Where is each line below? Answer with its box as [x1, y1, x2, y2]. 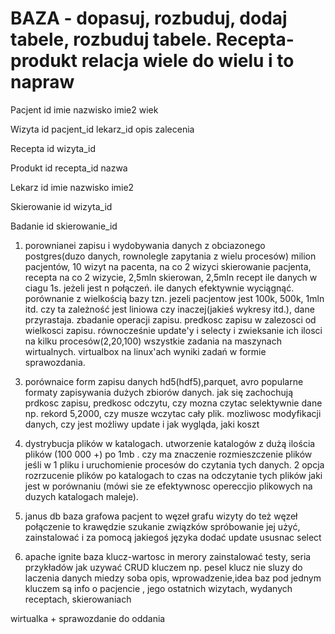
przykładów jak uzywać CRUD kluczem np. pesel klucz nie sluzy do [24, 561, 303, 573]
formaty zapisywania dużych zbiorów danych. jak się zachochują [24, 386, 294, 398]
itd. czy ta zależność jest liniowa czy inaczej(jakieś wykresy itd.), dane [24, 303, 315, 315]
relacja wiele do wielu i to [81, 50, 295, 72]
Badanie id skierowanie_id [10, 220, 118, 232]
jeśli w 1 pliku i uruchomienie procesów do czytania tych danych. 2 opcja [24, 458, 325, 471]
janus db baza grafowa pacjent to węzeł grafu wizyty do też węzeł [24, 510, 298, 522]
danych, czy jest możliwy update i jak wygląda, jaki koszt [24, 418, 260, 430]
